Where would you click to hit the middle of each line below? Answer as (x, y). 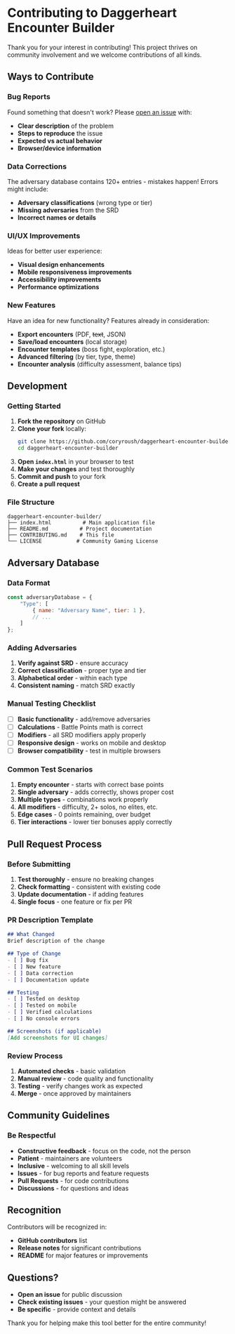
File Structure (31, 502)
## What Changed (31, 935)
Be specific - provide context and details (76, 1309)
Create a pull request (49, 484)
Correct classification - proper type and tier (82, 671)
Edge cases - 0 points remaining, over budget (84, 814)
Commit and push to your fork (62, 476)
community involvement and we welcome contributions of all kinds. (105, 55)
